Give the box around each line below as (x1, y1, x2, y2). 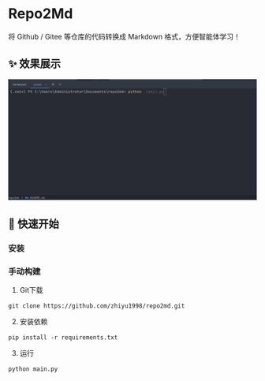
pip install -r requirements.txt (8, 334, 118, 342)
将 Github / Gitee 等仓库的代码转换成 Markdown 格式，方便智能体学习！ (8, 32, 241, 41)
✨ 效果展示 (8, 57, 62, 71)
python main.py (8, 365, 58, 373)
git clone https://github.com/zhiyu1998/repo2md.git (8, 302, 185, 310)
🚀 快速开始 (8, 218, 59, 231)
